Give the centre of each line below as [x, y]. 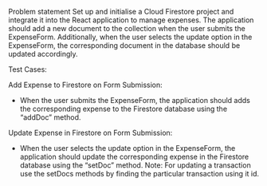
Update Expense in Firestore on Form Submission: [90, 133]
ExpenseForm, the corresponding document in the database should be [124, 46]
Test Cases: [28, 69]
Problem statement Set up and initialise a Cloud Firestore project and [121, 12]
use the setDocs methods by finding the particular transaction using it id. [139, 174]
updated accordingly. [43, 54]
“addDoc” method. [50, 117]
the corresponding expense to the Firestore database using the [124, 109]
